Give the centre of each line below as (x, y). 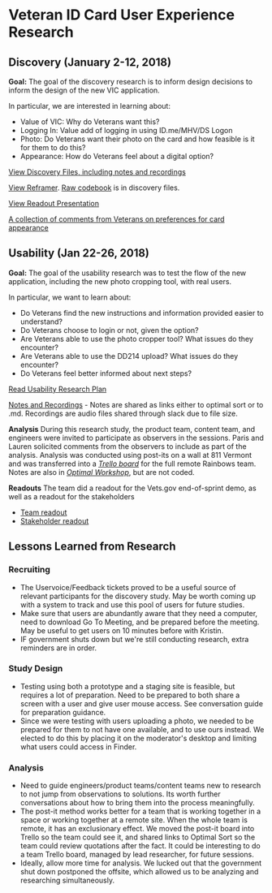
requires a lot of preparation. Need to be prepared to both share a (130, 695)
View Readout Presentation (54, 203)
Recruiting (30, 570)
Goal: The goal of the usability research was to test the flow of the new (127, 273)
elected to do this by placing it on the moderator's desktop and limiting (138, 738)
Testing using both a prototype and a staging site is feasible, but (127, 686)
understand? (41, 321)
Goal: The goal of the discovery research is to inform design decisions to (131, 82)
